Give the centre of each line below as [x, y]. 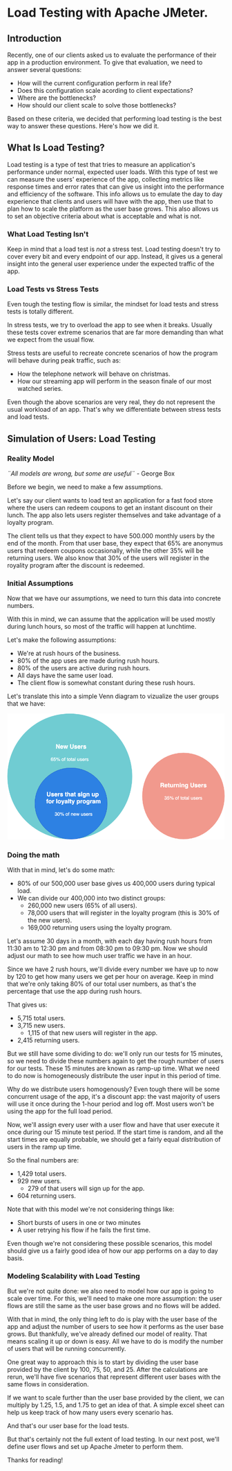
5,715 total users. [41, 1018]
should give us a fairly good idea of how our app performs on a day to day [113, 1251]
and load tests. [28, 417]
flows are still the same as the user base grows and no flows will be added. [114, 1306]
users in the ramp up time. [45, 1147]
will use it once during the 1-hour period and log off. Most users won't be [111, 1104]
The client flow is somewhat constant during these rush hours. [106, 683]
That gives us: [27, 1005]
